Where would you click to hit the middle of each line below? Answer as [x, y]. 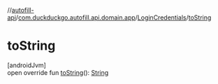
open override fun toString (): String [58, 72]
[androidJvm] [27, 65]
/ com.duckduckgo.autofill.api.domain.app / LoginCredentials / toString [114, 17]
